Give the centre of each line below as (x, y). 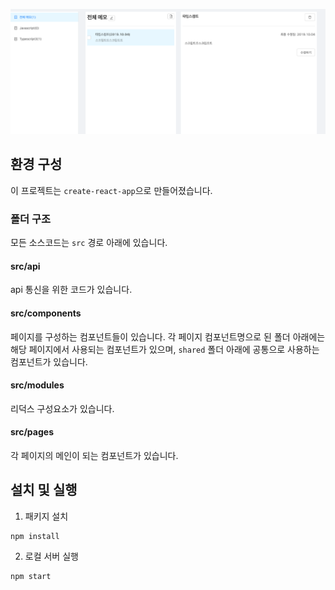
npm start (31, 576)
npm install (35, 536)
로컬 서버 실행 (51, 556)
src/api (25, 266)
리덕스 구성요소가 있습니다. (62, 408)
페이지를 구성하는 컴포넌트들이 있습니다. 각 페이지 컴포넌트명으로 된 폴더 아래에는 (168, 336)
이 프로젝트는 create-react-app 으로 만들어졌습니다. (111, 190)
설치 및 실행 (44, 490)
